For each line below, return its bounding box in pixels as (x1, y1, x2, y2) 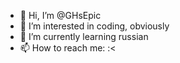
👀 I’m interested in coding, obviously (19, 20, 170, 32)
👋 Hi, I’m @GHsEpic (19, 10, 102, 21)
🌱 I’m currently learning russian (19, 31, 149, 42)
